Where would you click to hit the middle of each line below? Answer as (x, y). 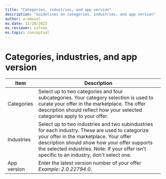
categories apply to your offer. (73, 116)
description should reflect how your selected (90, 110)
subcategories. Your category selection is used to (96, 98)
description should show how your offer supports (96, 143)
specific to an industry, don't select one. (85, 155)
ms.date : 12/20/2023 (26, 23)
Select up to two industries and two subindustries (96, 124)
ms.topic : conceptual (27, 33)
